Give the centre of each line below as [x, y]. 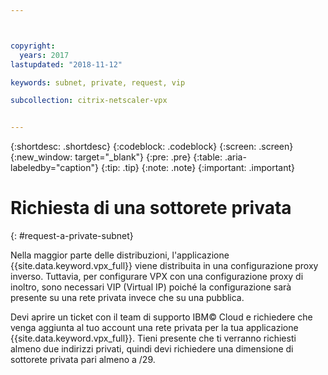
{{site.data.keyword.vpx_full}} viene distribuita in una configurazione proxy [164, 266]
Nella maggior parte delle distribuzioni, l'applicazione [120, 255]
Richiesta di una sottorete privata [151, 208]
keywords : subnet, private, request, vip [98, 82]
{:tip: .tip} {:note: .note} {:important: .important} [197, 168]
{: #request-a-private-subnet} [72, 236]
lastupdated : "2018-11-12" [66, 64]
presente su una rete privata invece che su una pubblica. [127, 298]
